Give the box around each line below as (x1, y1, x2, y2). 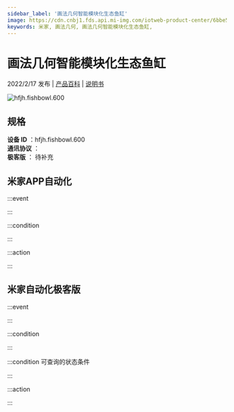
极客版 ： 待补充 (7, 153, 54, 161)
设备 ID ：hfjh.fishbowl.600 (7, 135, 86, 144)
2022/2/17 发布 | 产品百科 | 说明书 (7, 79, 104, 88)
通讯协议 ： (7, 144, 40, 153)
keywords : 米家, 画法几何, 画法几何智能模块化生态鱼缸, (7, 23, 153, 30)
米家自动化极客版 (7, 284, 81, 296)
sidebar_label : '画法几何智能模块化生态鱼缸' (7, 10, 128, 17)
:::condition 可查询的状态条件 (7, 357, 91, 366)
